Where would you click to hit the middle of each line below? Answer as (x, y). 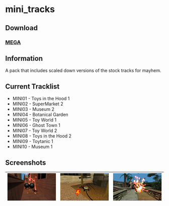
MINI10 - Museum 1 (32, 147)
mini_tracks (30, 9)
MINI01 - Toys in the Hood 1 (41, 99)
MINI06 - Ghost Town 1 (36, 125)
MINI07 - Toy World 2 (35, 131)
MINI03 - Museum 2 (33, 109)
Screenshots (26, 162)
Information (24, 58)
